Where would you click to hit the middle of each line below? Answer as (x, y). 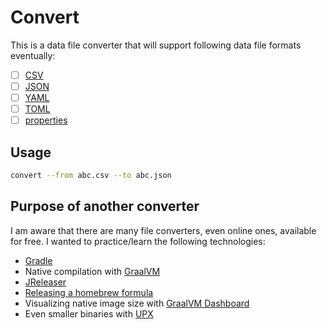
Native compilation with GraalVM (92, 271)
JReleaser (45, 282)
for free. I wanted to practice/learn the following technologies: (138, 241)
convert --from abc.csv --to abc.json (91, 176)
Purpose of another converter (105, 206)
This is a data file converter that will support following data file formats (156, 45)
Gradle (38, 260)
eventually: (33, 55)
